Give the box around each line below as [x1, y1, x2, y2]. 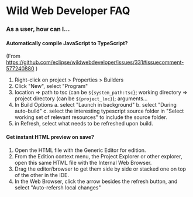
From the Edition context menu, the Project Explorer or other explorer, [14, 152, 182, 159]
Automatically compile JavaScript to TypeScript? [6, 39, 128, 46]
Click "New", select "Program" [14, 83, 88, 90]
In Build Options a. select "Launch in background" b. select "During [14, 101, 177, 108]
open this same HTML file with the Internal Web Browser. [14, 159, 152, 166]
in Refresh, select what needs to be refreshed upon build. [14, 120, 153, 127]
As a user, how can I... [6, 25, 70, 33]
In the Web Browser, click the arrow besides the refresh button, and [14, 178, 178, 185]
